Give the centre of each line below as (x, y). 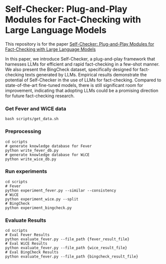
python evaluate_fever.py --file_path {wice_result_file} (66, 248)
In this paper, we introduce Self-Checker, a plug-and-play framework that (80, 59)
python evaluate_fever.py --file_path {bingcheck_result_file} (72, 257)
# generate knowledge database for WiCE (48, 155)
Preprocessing (23, 132)
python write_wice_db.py (31, 159)
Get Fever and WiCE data (36, 109)
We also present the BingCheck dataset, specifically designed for (72, 69)
